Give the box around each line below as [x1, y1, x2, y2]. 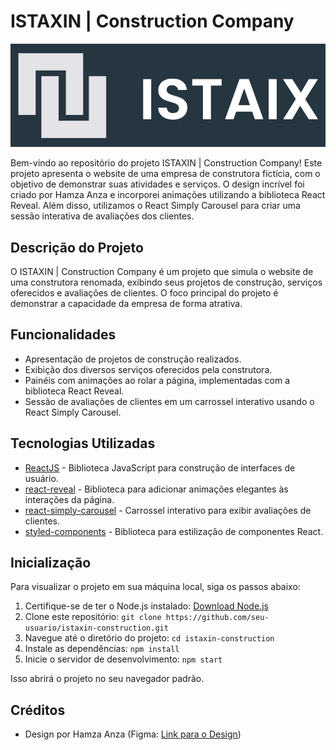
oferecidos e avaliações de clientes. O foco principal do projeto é [10, 286, 279, 299]
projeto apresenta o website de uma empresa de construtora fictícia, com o [10, 168, 321, 180]
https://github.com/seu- [165, 613, 270, 623]
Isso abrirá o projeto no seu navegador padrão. [10, 673, 205, 685]
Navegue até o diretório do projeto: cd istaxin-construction [24, 632, 275, 644]
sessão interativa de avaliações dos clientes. [10, 210, 195, 222]
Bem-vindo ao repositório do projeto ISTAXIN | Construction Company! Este [10, 157, 323, 169]
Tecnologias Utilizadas [10, 435, 156, 452]
